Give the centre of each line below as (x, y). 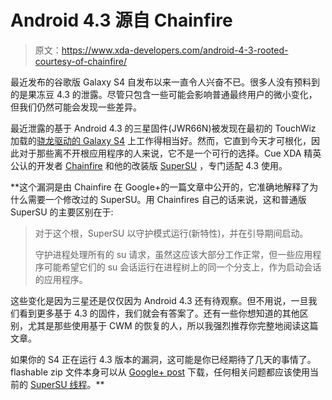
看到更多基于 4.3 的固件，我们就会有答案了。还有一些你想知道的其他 (159, 313)
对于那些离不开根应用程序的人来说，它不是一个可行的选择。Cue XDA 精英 (170, 153)
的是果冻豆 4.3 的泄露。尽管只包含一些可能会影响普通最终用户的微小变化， (164, 94)
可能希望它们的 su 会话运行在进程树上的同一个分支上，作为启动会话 (182, 267)
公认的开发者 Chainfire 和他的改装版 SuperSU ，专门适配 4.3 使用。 (149, 165)
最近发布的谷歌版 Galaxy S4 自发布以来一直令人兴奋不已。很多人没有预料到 (165, 82)
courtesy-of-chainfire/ (80, 61)
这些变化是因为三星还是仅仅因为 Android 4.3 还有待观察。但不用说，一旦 (159, 300)
